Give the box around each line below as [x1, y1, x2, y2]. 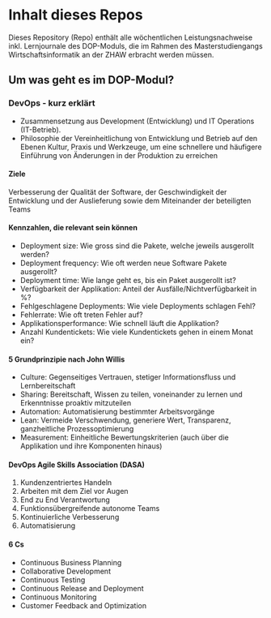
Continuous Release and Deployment [19, 583, 144, 593]
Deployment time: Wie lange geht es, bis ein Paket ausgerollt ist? [19, 276, 236, 285]
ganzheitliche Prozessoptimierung [19, 424, 134, 434]
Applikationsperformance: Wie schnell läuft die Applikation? [19, 319, 220, 328]
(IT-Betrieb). [19, 124, 61, 135]
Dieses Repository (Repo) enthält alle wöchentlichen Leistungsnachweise [8, 32, 253, 42]
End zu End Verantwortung [19, 495, 111, 504]
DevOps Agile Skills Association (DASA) [8, 460, 146, 470]
